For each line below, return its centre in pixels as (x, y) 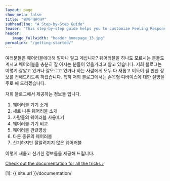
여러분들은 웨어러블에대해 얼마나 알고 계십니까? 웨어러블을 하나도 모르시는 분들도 (85, 58)
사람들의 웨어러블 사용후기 (38, 117)
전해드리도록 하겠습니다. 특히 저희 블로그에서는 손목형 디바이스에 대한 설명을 (90, 77)
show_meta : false (24, 15)
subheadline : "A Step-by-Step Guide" (45, 24)
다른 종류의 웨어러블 (32, 136)
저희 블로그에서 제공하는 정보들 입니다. (43, 94)
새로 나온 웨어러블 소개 (35, 111)
